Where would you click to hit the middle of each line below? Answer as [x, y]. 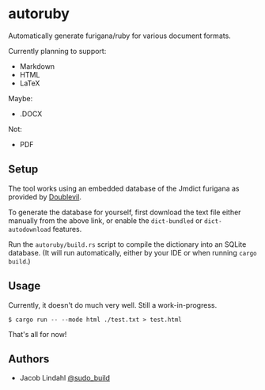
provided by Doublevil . [45, 197]
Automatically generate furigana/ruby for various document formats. [119, 36]
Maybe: [21, 98]
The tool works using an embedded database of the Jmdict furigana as [124, 188]
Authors [29, 359]
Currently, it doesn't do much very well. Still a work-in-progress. [113, 305]
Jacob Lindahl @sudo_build [65, 378]
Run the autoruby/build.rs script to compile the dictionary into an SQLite [127, 244]
